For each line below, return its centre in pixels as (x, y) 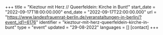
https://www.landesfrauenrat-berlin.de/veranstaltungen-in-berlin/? (74, 17)
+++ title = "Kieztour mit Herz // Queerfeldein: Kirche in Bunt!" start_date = (80, 7)
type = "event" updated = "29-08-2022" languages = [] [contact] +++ (88, 27)
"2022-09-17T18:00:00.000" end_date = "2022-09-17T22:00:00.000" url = (81, 12)
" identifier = (49, 22)
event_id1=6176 (21, 22)
